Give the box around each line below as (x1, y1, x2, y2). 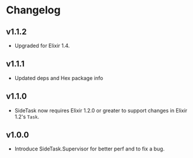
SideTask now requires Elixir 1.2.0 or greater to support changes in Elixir (14, 107, 188, 114)
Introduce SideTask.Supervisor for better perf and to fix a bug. (14, 145, 165, 152)
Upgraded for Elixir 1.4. (14, 42, 70, 49)
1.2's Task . (14, 113, 40, 120)
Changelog (6, 3, 61, 17)
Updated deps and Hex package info (14, 74, 104, 82)
